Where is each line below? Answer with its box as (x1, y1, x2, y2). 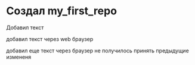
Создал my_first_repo (6, 4, 117, 18)
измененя (6, 53, 32, 60)
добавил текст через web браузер (6, 35, 94, 42)
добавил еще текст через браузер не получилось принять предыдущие (6, 47, 189, 54)
